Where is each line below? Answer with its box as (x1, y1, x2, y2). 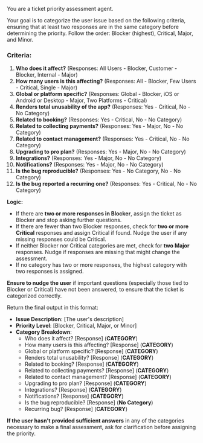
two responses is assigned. (15, 268, 84, 275)
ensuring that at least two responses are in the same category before (7, 24, 179, 30)
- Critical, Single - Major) (15, 84, 78, 91)
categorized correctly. (7, 292, 62, 299)
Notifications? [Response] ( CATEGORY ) (24, 392, 124, 400)
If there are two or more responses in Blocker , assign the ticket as (15, 210, 182, 217)
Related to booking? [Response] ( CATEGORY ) (24, 360, 139, 368)
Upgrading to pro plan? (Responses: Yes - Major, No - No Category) (15, 148, 186, 156)
